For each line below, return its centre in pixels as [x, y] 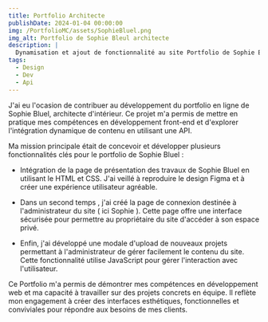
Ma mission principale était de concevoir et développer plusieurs [114, 146]
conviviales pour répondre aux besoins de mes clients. [98, 309]
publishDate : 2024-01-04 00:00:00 [66, 23]
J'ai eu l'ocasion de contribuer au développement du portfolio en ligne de [129, 105]
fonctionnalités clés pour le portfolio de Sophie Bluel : [96, 154]
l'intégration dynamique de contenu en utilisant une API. [100, 130]
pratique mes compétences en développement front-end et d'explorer [124, 122]
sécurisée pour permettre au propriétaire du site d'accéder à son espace [140, 219]
